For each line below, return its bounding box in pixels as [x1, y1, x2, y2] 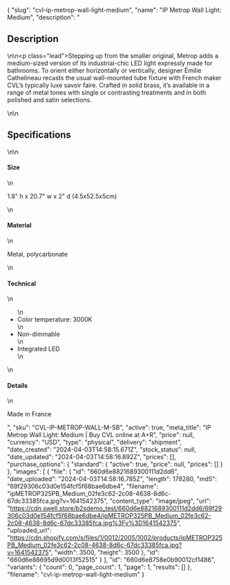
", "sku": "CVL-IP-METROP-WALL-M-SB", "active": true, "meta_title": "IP [7, 423, 212, 431]
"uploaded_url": [7, 526, 52, 535]
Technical [7, 279, 37, 288]
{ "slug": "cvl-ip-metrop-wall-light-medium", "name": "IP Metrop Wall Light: [7, 6, 222, 14]
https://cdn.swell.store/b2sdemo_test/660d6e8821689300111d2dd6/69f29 [10, 504, 222, 512]
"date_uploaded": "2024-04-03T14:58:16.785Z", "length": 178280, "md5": [7, 475, 218, 483]
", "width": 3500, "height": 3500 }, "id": [48, 548, 160, 557]
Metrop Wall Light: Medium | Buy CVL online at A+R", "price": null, [7, 431, 195, 439]
